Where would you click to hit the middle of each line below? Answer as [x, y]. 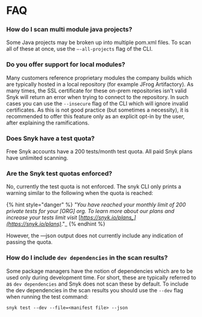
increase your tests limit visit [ [43, 217]
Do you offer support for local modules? [66, 65]
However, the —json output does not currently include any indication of [95, 235]
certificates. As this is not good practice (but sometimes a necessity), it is [97, 110]
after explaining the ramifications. [48, 123]
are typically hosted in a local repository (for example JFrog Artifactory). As [100, 84]
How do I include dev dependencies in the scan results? [87, 258]
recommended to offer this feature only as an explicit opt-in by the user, [96, 116]
